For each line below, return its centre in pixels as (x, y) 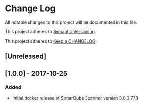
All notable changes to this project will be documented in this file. (71, 22)
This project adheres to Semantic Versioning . (51, 31)
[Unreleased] (26, 57)
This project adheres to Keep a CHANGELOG (50, 41)
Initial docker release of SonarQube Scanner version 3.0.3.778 (75, 98)
